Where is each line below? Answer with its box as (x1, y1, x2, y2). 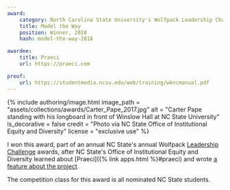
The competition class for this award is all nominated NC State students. (7, 175, 211, 183)
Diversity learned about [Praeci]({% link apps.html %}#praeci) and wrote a (7, 154, 218, 163)
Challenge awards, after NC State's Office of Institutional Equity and (7, 148, 199, 156)
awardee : (7, 48, 32, 55)
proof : (7, 72, 26, 79)
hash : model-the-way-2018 (19, 36, 94, 42)
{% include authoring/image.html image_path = (7, 98, 140, 106)
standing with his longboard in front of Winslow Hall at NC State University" (7, 112, 220, 120)
